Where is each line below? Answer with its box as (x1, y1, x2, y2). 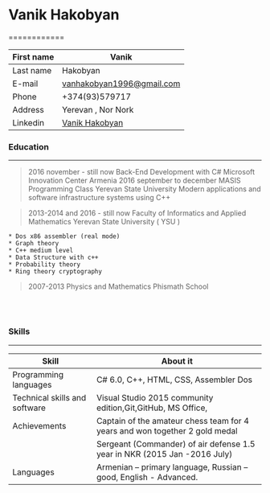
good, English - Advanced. (96, 471, 198, 483)
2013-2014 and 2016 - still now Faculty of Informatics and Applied (27, 208, 247, 218)
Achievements (12, 420, 67, 431)
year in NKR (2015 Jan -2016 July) (96, 448, 233, 459)
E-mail (12, 78, 39, 89)
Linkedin (12, 117, 45, 128)
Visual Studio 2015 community (96, 392, 214, 403)
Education (8, 141, 50, 152)
